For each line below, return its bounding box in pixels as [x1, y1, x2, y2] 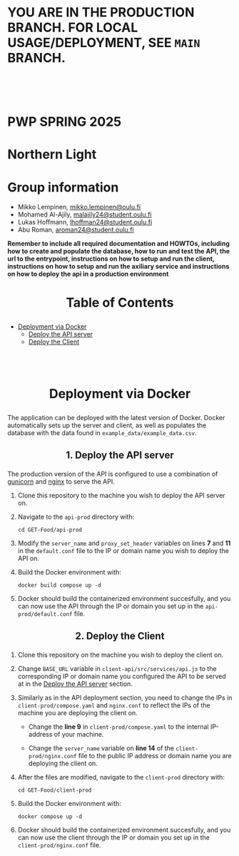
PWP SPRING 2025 [7, 114, 122, 130]
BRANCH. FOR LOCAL [7, 19, 138, 36]
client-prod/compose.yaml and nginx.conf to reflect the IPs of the [17, 701, 210, 710]
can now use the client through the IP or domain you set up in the [17, 833, 210, 842]
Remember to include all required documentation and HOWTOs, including [7, 239, 230, 248]
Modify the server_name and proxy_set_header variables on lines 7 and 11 [17, 539, 231, 547]
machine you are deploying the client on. [17, 709, 138, 717]
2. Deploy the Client [75, 630, 165, 642]
